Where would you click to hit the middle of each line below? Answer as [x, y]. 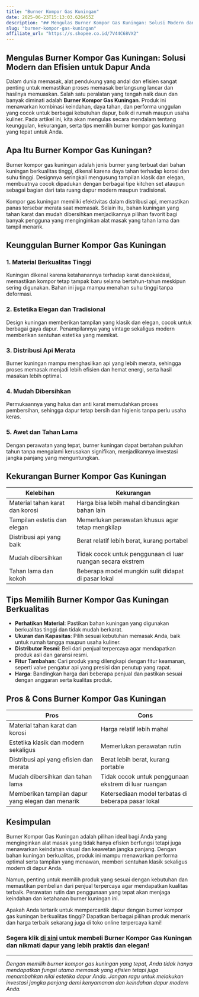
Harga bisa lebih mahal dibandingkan [128, 503]
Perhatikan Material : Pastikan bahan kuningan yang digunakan [92, 623]
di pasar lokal [95, 579]
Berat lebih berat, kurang [135, 760]
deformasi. [19, 294]
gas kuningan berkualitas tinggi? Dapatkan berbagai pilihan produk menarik [98, 916]
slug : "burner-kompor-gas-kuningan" [51, 28]
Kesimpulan [29, 822]
